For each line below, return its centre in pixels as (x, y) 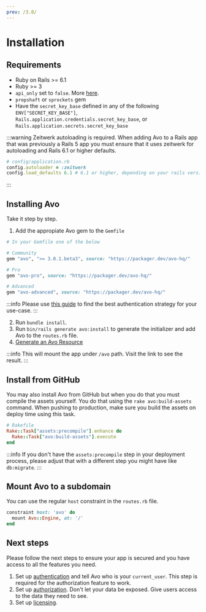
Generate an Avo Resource (49, 342)
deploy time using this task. (41, 414)
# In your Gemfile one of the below (53, 242)
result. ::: (17, 360)
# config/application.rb (38, 161)
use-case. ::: (22, 311)
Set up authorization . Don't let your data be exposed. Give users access (106, 589)
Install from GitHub (43, 380)
